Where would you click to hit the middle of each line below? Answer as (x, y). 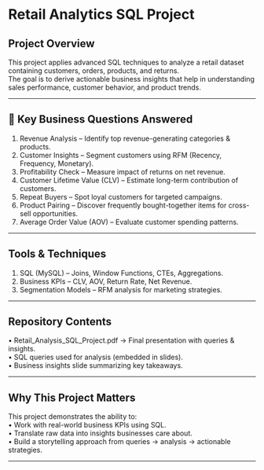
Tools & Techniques (57, 254)
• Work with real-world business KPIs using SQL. (87, 425)
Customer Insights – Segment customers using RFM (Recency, (121, 155)
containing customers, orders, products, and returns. (93, 71)
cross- (239, 205)
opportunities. (55, 213)
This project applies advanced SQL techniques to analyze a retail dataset (126, 62)
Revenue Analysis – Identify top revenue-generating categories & (125, 138)
